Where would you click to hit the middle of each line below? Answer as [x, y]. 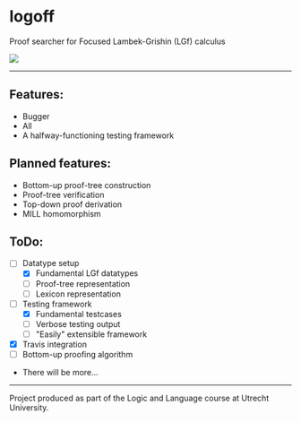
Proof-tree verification [63, 194]
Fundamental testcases [79, 314]
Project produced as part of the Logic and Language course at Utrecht [139, 398]
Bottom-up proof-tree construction [86, 185]
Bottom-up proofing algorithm [77, 354]
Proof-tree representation [83, 283]
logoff [32, 17]
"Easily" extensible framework [91, 334]
